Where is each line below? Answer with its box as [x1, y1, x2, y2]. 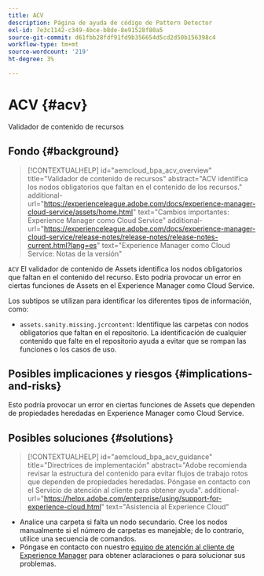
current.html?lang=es [27, 240, 97, 250]
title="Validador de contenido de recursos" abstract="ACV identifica [27, 173, 249, 183]
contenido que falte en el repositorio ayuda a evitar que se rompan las [19, 336, 247, 345]
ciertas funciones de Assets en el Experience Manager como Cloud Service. [8, 280, 255, 290]
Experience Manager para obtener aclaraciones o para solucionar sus [19, 551, 246, 560]
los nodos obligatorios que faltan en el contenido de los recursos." [27, 182, 243, 191]
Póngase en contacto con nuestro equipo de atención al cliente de [19, 542, 235, 552]
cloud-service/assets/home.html [27, 207, 134, 217]
